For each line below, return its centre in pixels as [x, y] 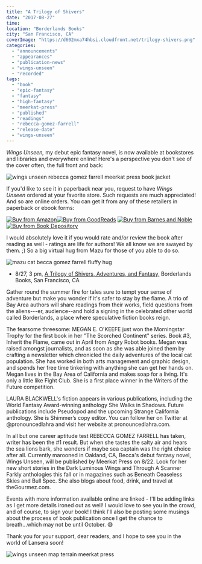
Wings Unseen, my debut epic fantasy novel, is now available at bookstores [100, 152]
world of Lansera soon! [35, 542]
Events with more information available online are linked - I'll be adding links [100, 499]
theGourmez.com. [29, 487]
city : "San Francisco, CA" [40, 34]
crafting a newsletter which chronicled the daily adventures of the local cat [99, 355]
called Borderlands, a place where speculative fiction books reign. [88, 317]
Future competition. [31, 387]
